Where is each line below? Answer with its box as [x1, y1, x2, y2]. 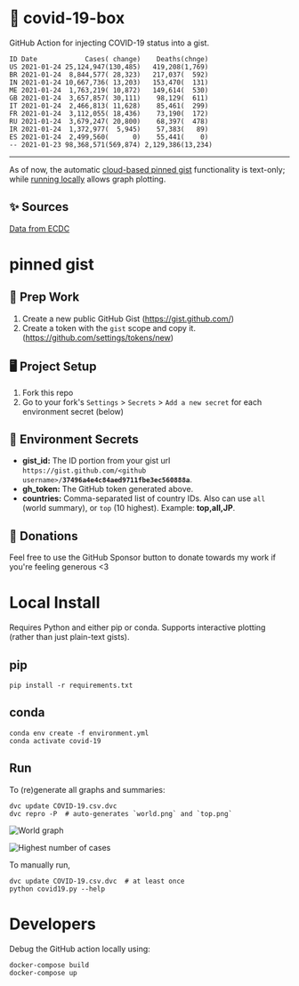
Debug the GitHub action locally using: [9, 943, 151, 954]
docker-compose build [9, 960, 90, 969]
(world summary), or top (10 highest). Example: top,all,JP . [21, 503, 236, 513]
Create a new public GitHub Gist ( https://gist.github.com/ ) [21, 313, 234, 324]
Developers [9, 914, 96, 933]
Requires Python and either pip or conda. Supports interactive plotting [9, 622, 266, 633]
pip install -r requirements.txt [9, 681, 133, 690]
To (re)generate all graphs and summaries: [9, 784, 166, 795]
